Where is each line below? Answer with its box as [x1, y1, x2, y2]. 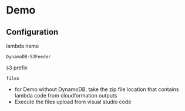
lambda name [6, 42, 39, 49]
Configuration [6, 27, 59, 37]
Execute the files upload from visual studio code [14, 98, 132, 105]
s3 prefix [6, 64, 28, 71]
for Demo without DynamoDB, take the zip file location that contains [14, 86, 179, 93]
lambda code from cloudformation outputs [14, 92, 117, 99]
